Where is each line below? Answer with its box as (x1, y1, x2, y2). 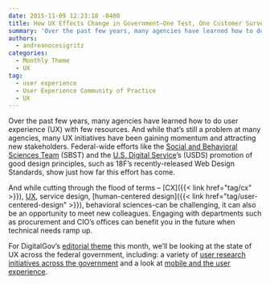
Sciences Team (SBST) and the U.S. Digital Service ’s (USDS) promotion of (8, 150, 253, 160)
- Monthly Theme (15, 57, 70, 65)
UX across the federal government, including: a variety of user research (8, 250, 247, 260)
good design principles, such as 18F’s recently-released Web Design (8, 158, 235, 169)
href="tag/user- (205, 191, 259, 201)
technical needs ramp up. (8, 226, 93, 236)
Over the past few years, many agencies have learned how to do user (8, 116, 239, 126)
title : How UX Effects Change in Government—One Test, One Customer (8, 19, 243, 27)
